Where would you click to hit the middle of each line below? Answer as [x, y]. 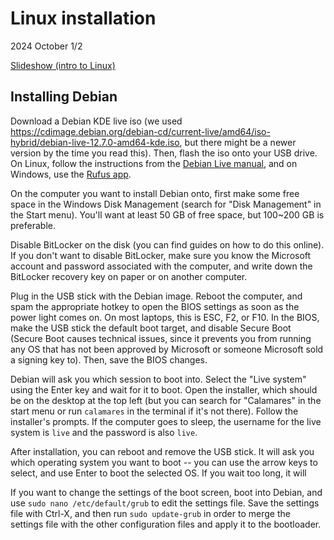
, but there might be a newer [238, 142]
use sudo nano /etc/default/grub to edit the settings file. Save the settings [165, 503]
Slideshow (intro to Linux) [63, 65]
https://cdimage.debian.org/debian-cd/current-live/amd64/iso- [140, 131]
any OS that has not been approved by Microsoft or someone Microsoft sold [167, 349]
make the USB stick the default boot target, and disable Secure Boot [151, 328]
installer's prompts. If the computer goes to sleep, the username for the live [166, 421]
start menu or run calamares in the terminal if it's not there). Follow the [154, 411]
